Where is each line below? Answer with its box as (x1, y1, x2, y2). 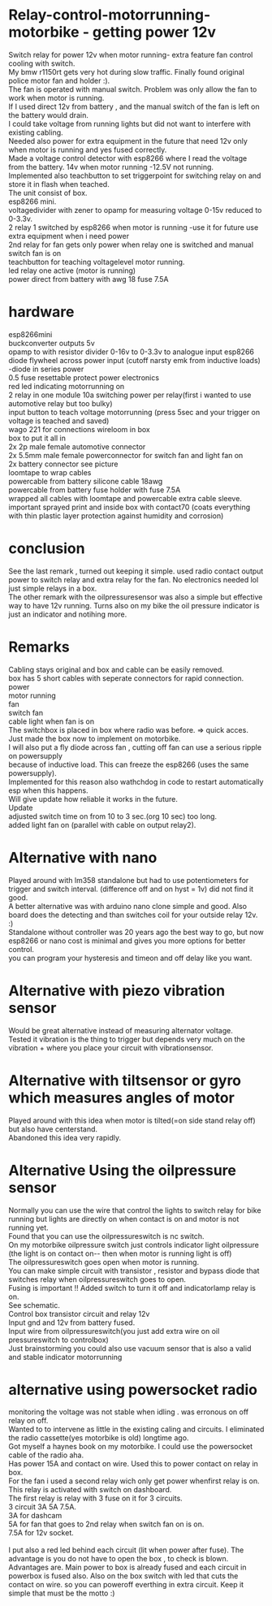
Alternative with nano (8, 848, 158, 867)
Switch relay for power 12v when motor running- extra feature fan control (8, 50, 253, 59)
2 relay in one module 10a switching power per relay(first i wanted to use (8, 390, 252, 400)
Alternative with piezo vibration (8, 981, 226, 1000)
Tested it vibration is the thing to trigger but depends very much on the (8, 1034, 245, 1044)
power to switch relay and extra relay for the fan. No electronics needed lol (8, 574, 259, 584)
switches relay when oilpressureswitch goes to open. (8, 1274, 187, 1284)
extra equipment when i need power (8, 231, 130, 240)
